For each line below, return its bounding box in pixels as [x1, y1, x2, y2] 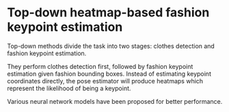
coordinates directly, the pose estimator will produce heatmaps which [7, 76, 204, 85]
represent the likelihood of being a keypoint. [7, 84, 131, 92]
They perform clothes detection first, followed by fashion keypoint [7, 62, 193, 70]
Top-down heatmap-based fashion [7, 5, 210, 20]
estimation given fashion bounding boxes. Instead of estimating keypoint [7, 70, 212, 78]
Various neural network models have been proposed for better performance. [7, 97, 223, 105]
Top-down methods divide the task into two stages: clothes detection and [7, 42, 215, 50]
